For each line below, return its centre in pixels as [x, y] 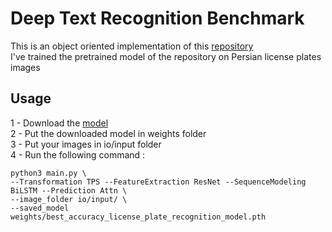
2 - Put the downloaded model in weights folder [108, 133]
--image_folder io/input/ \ [69, 199]
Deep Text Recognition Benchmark [157, 18]
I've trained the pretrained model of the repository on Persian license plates [166, 56]
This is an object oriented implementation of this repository [132, 46]
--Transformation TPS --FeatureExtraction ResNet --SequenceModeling [158, 182]
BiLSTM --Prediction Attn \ [69, 190]
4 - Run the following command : [78, 154]
